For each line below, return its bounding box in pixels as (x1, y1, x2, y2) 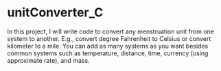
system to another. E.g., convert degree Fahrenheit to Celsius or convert (7, 34, 211, 42)
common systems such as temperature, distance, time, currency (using (7, 49, 209, 57)
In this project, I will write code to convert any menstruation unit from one (7, 27, 215, 35)
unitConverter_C (7, 5, 104, 20)
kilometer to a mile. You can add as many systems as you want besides (7, 42, 209, 50)
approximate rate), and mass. (7, 56, 91, 64)
